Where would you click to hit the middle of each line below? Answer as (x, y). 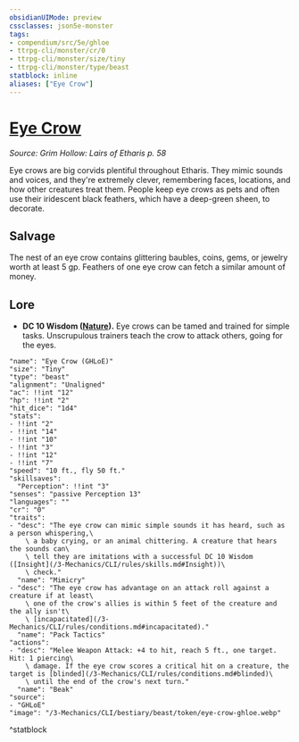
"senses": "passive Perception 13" (75, 495)
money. (23, 277)
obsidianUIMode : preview (55, 17)
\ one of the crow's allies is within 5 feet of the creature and (151, 604)
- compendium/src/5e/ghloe (59, 42)
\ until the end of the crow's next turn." (108, 682)
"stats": (25, 416)
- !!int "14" (33, 432)
